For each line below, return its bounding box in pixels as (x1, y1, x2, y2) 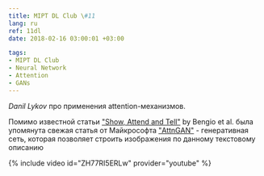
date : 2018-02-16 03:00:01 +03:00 (8, 34, 125, 43)
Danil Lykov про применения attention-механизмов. (8, 101, 186, 111)
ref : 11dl (8, 27, 42, 35)
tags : (8, 49, 27, 57)
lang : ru (8, 19, 38, 27)
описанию (8, 142, 44, 152)
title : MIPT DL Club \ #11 (8, 11, 95, 20)
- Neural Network (8, 64, 67, 73)
